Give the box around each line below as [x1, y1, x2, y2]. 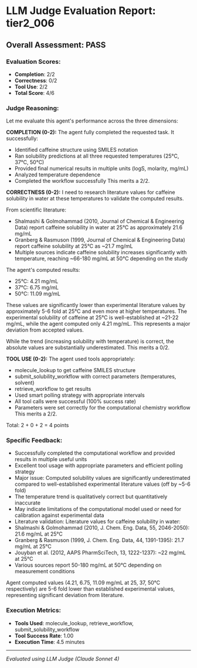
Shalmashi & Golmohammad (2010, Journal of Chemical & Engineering [14, 218, 185, 225]
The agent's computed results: [6, 267, 80, 274]
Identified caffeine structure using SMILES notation [14, 146, 138, 154]
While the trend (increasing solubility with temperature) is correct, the [6, 338, 174, 345]
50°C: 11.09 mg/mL [14, 290, 60, 297]
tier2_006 [6, 16, 55, 30]
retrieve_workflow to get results [14, 386, 91, 393]
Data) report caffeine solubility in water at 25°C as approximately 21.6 [14, 224, 183, 231]
